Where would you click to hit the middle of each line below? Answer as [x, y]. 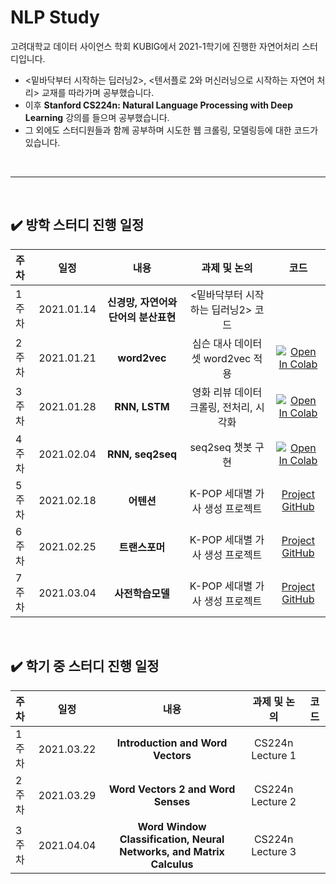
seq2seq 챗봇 [221, 447]
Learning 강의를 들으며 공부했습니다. [97, 117]
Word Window [172, 826]
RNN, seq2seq [142, 454]
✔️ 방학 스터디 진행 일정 [77, 225]
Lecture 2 [274, 801]
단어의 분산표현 [142, 317]
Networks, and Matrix [172, 851]
